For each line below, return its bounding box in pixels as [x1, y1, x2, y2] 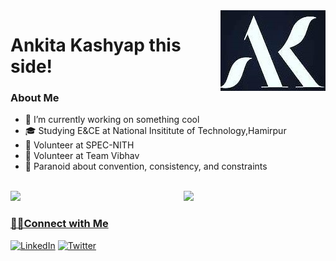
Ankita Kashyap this [10, 34, 182, 57]
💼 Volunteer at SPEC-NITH [24, 139, 135, 151]
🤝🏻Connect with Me [10, 217, 109, 231]
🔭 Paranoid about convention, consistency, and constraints [24, 160, 268, 173]
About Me [10, 91, 60, 105]
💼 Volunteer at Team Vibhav [24, 150, 140, 162]
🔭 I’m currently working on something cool [24, 114, 200, 126]
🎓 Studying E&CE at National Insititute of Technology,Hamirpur [24, 125, 287, 137]
